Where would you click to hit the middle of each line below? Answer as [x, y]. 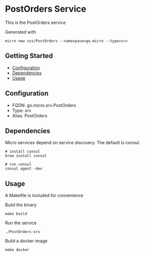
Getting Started [29, 56]
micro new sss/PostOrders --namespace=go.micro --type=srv [66, 41]
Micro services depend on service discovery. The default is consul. [73, 143]
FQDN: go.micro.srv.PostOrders [44, 105]
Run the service [21, 223]
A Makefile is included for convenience [44, 195]
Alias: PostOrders [30, 115]
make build [16, 214]
